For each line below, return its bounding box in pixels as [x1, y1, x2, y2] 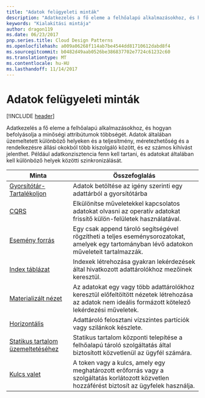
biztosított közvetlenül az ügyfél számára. [73, 348, 192, 357]
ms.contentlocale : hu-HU [6, 60, 70, 66]
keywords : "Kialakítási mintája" [6, 20, 92, 26]
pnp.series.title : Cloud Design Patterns [6, 37, 113, 43]
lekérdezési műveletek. [73, 306, 139, 314]
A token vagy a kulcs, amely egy [73, 359, 166, 367]
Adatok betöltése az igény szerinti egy [73, 182, 183, 190]
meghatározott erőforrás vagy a [73, 366, 164, 375]
